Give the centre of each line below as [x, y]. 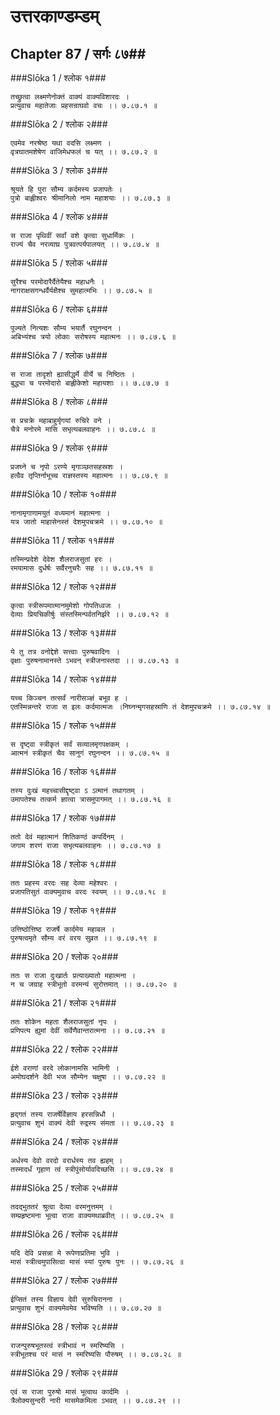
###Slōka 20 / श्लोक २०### [64, 956]
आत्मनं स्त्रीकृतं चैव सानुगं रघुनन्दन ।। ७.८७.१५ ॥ [90, 753]
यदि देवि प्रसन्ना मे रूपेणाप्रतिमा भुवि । [65, 1253]
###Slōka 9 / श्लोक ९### [59, 448]
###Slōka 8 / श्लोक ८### [59, 401]
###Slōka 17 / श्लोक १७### [63, 818]
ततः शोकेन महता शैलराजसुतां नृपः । [64, 1022]
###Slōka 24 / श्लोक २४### [64, 1141]
